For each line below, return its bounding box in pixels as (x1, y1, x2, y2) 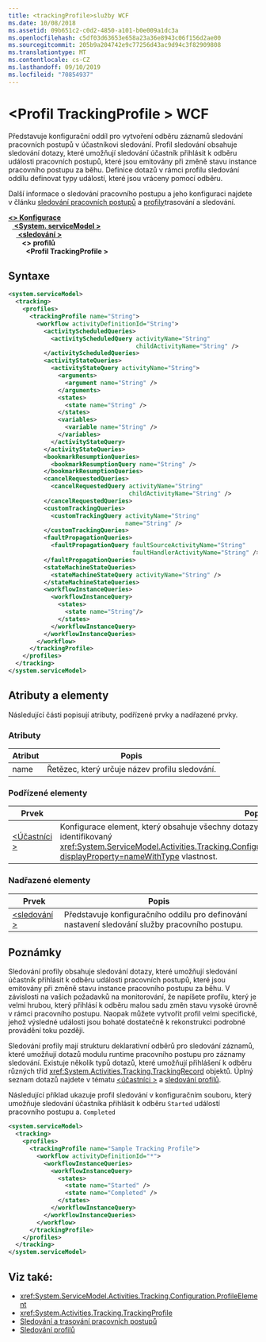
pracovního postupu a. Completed (8, 1107, 116, 1116)
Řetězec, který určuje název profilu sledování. (47, 763, 216, 774)
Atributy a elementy (8, 688, 109, 703)
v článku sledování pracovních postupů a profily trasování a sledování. (8, 197, 236, 206)
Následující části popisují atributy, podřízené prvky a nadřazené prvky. (8, 710, 238, 719)
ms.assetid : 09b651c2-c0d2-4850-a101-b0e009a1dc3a (8, 26, 179, 34)
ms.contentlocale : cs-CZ (8, 56, 90, 64)
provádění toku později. (8, 1026, 85, 1035)
